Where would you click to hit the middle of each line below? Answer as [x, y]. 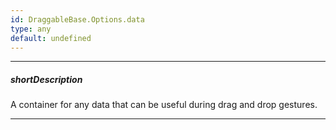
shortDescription [46, 79]
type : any [31, 29]
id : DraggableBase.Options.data [77, 19]
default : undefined [51, 38]
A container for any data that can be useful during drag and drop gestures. [164, 105]
